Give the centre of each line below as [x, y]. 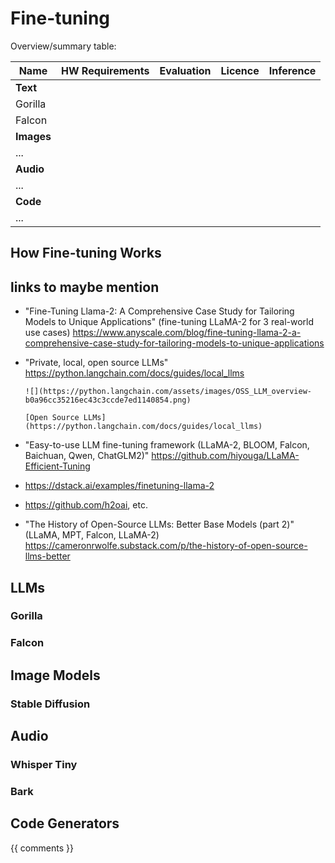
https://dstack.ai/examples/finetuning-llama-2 [119, 486]
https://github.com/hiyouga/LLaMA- [225, 456]
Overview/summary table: [63, 46]
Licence [240, 70]
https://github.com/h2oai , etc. [86, 505]
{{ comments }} [42, 848]
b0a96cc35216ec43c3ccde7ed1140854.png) [108, 400]
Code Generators [65, 823]
